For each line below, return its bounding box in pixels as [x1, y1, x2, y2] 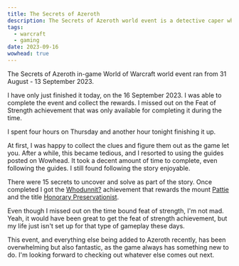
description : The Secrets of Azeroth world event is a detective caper [7, 17, 224, 24]
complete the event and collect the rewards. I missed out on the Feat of [7, 98, 216, 107]
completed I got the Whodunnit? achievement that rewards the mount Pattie [7, 185, 230, 193]
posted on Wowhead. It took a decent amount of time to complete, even [7, 156, 218, 164]
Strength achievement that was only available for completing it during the [7, 106, 222, 115]
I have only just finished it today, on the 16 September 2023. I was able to [7, 90, 222, 100]
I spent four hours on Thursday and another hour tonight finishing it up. [7, 127, 216, 136]
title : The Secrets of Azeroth [7, 10, 100, 18]
